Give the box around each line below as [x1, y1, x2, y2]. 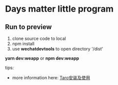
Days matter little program [5, 3, 114, 15]
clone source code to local [12, 35, 66, 41]
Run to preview [5, 23, 52, 31]
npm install [12, 41, 35, 47]
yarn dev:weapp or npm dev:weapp [5, 55, 79, 61]
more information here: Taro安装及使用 [12, 75, 91, 81]
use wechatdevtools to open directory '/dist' [12, 46, 103, 51]
